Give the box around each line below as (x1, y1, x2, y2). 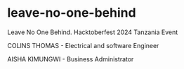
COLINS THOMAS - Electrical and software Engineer (7, 41, 159, 49)
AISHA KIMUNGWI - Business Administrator (7, 54, 134, 63)
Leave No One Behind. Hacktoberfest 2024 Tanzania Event (7, 28, 178, 36)
